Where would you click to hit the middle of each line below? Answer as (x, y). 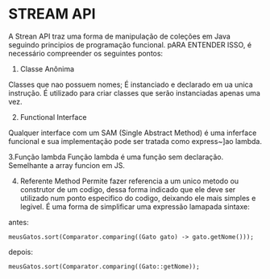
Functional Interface (53, 117)
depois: (21, 252)
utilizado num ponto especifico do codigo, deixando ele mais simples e (138, 198)
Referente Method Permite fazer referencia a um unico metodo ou (129, 181)
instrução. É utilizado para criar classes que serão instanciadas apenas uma (134, 92)
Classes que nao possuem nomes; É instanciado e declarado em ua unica (131, 84)
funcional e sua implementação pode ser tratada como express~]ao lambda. (135, 141)
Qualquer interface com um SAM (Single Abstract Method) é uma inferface (133, 133)
